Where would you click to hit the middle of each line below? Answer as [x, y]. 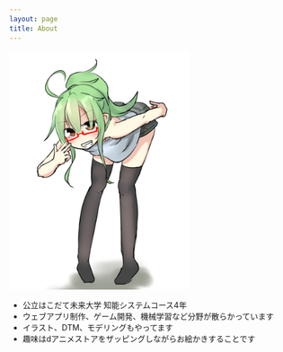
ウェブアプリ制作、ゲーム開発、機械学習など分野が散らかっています [148, 317]
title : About [34, 28]
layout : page [34, 19]
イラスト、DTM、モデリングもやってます [97, 328]
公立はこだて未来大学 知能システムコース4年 [104, 305]
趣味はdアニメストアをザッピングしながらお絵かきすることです [139, 339]
